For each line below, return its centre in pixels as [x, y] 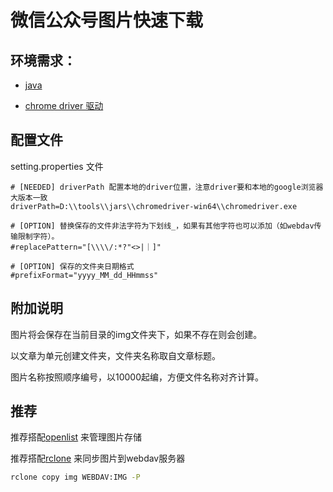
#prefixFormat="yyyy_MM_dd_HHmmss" [84, 275]
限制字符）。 [38, 236]
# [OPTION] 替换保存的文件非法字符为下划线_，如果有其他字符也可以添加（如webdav [162, 226]
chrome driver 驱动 [64, 105]
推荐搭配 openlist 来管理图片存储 [76, 437]
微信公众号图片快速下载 [107, 20]
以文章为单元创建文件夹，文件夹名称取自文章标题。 [115, 355]
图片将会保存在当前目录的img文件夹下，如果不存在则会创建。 [136, 334]
